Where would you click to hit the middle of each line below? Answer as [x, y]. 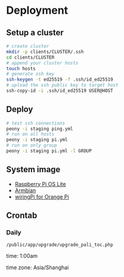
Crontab [22, 216]
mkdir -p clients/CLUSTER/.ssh [45, 51]
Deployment [37, 10]
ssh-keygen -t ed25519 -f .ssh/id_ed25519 [60, 80]
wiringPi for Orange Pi [42, 197]
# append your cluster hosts [42, 63]
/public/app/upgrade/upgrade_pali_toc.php [60, 245]
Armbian [25, 190]
